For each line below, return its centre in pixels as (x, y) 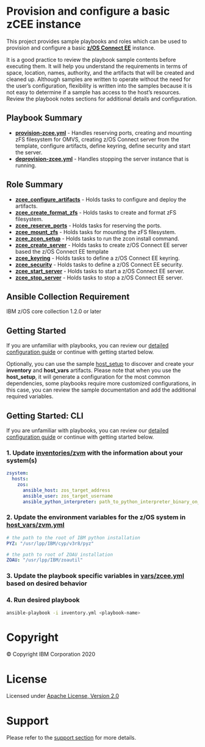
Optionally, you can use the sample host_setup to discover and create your (100, 364)
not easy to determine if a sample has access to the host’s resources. (94, 92)
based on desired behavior (47, 583)
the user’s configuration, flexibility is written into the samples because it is (99, 85)
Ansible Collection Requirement (68, 296)
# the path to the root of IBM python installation (73, 537)
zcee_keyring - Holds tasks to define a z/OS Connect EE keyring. (97, 258)
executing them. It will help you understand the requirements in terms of (97, 66)
